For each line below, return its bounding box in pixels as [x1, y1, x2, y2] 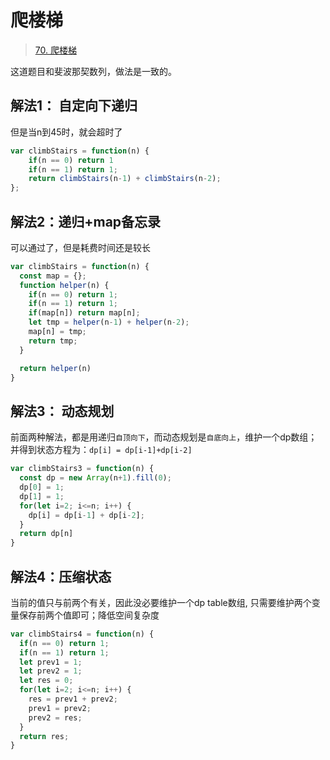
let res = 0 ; [19, 676, 74, 686]
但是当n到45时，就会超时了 [10, 126, 123, 138]
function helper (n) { [19, 280, 110, 290]
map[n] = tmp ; [28, 327, 87, 337]
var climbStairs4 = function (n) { [10, 629, 155, 639]
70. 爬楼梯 [34, 44, 77, 56]
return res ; [19, 731, 70, 741]
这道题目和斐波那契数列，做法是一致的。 [10, 65, 177, 77]
